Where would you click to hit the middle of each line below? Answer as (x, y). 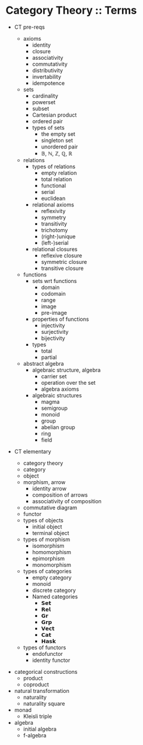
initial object (47, 527)
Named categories (55, 597)
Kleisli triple (37, 716)
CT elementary (33, 451)
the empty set (58, 134)
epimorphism (48, 558)
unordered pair (60, 147)
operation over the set (69, 382)
